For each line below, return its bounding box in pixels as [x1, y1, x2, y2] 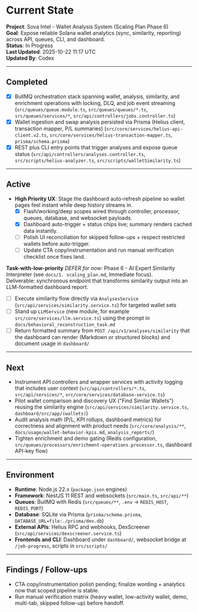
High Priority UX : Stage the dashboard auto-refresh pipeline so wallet [14, 195, 185, 202]
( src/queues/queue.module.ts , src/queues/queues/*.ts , [14, 106, 148, 113]
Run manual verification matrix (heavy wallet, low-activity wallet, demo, [14, 593, 189, 600]
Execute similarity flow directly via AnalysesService [14, 295, 139, 302]
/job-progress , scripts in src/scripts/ [14, 542, 108, 549]
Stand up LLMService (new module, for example [14, 308, 130, 315]
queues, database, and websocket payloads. [23, 214, 133, 222]
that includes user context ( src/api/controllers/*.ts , [14, 385, 146, 392]
